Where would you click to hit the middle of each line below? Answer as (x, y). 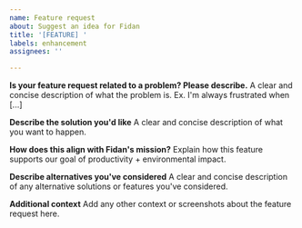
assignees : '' (36, 52)
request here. (35, 213)
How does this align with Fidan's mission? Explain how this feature (136, 150)
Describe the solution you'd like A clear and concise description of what (146, 123)
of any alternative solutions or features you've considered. (119, 186)
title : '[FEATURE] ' (49, 35)
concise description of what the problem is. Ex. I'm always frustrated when (150, 95)
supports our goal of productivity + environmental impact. (118, 159)
